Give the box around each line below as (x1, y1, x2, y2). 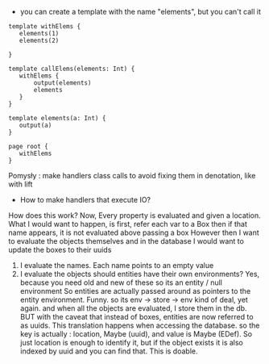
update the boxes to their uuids (8, 245, 112, 254)
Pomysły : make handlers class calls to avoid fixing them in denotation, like (8, 171, 256, 180)
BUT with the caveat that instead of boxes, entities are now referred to (19, 312, 254, 321)
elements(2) (19, 36, 60, 44)
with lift (8, 179, 33, 189)
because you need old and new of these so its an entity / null (19, 278, 223, 287)
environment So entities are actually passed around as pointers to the (19, 287, 251, 295)
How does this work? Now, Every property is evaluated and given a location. (8, 211, 262, 220)
